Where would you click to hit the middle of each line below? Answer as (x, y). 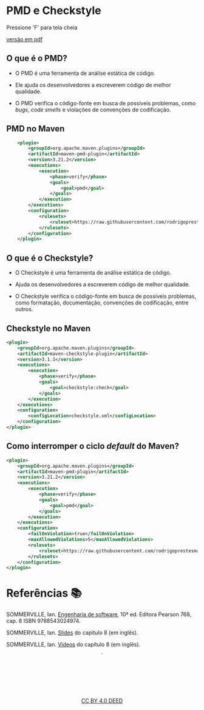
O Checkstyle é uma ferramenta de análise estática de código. (93, 273)
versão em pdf (25, 39)
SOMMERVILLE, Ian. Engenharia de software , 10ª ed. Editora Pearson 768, (99, 614)
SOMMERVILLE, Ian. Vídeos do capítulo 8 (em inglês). (73, 645)
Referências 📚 (44, 593)
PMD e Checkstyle (54, 11)
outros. (24, 309)
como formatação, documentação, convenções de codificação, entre (102, 303)
